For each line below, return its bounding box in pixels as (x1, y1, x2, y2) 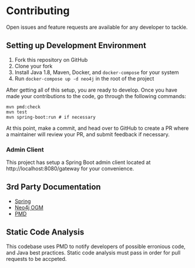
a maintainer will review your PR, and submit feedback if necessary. (6, 130, 170, 138)
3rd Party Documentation (6, 182, 101, 192)
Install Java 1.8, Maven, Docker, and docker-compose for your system (14, 69, 179, 76)
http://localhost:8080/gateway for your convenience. (6, 165, 135, 172)
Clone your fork (14, 62, 53, 69)
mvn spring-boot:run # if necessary (6, 114, 96, 120)
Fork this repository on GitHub (14, 56, 88, 63)
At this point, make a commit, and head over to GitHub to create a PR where (6, 125, 189, 132)
